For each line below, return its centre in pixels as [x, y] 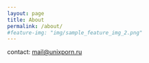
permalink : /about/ [35, 26]
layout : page [26, 13]
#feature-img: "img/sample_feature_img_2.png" [75, 33]
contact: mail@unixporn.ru [45, 52]
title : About [26, 20]
